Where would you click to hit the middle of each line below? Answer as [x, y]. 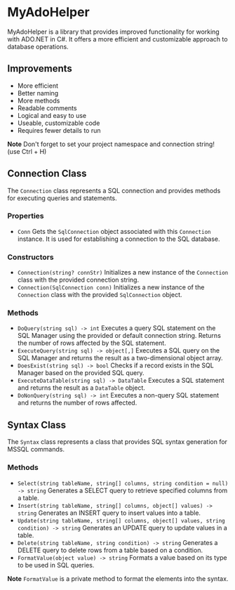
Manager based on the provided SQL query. [81, 373]
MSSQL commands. [36, 450]
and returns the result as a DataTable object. [81, 388]
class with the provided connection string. [78, 280]
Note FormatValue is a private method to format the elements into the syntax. [118, 578]
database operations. [38, 46]
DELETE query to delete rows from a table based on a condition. [110, 550]
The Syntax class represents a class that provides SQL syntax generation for [117, 442]
